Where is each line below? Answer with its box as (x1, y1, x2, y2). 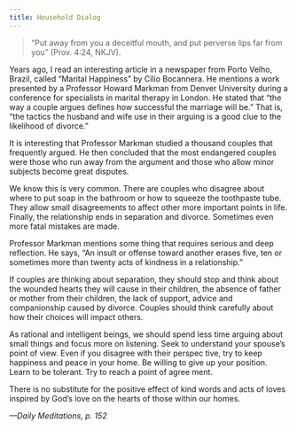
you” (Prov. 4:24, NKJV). (30, 46, 121, 58)
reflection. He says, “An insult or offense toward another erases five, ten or (9, 247, 282, 258)
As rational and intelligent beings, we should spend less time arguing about (9, 329, 284, 340)
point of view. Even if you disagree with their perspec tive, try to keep (9, 348, 263, 358)
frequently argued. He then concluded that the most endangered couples (9, 147, 277, 158)
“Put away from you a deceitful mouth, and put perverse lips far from (30, 37, 283, 48)
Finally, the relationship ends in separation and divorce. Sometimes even (9, 211, 274, 222)
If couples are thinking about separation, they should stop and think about (9, 274, 279, 285)
